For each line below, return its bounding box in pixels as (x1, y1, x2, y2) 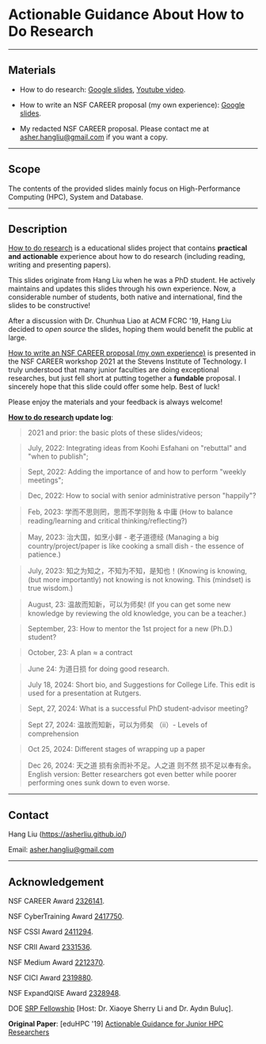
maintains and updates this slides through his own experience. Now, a (8, 284, 236, 294)
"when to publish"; (27, 452, 89, 461)
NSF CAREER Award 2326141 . (8, 897, 105, 905)
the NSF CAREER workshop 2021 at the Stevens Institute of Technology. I (8, 356, 247, 366)
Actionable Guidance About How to (8, 6, 245, 24)
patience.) (27, 550, 62, 559)
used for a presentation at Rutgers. (27, 688, 142, 698)
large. (8, 333, 28, 342)
